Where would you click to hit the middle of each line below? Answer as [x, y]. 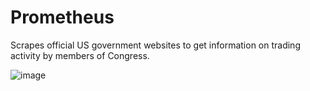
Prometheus [62, 17]
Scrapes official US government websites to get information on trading [155, 45]
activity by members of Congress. [80, 55]
